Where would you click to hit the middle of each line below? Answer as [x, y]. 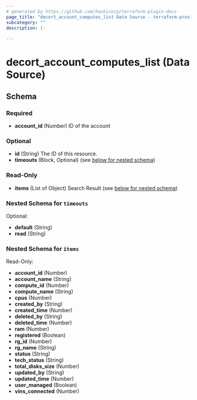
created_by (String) [38, 304]
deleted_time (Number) [43, 323]
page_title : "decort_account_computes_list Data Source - [78, 17]
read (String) [30, 233]
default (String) [33, 227]
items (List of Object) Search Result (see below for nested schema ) [96, 188]
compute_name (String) [44, 291]
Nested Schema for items [43, 249]
